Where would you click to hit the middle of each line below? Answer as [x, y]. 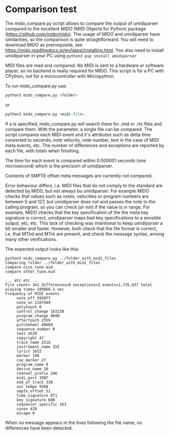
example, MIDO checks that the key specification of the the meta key [77, 212]
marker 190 [28, 356]
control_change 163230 [40, 311]
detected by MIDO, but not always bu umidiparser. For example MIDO [77, 191]
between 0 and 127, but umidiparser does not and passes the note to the [80, 201]
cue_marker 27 [31, 360]
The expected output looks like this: [42, 249]
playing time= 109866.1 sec [35, 289]
